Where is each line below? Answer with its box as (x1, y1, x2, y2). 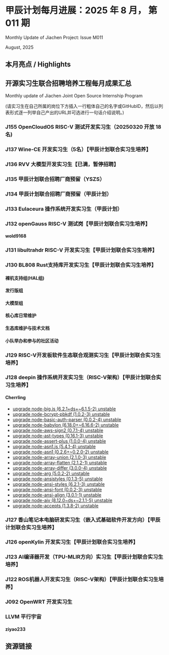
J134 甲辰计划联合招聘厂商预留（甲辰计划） (5, 190, 112, 198)
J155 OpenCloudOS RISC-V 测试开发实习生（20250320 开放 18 (5, 124, 161, 131)
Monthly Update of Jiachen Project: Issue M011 (5, 34, 104, 41)
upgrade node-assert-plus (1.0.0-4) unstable (12, 438, 106, 444)
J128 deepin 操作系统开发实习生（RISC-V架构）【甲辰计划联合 (5, 374, 156, 381)
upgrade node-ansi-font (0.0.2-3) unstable (12, 486, 102, 492)
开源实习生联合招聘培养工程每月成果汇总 (5, 79, 132, 88)
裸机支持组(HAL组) (5, 275, 45, 281)
